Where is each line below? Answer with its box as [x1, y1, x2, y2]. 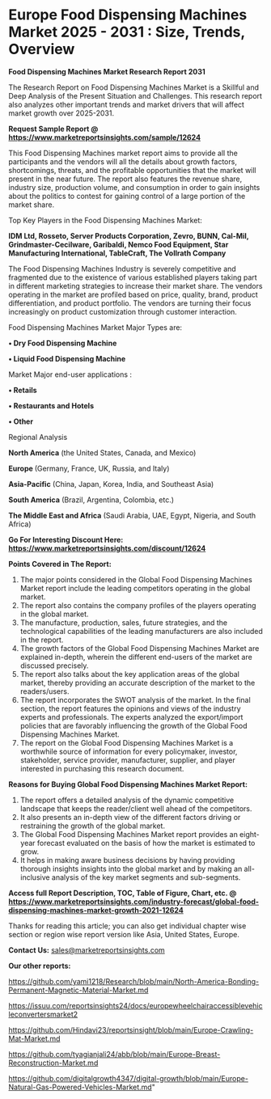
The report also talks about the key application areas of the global [19, 669, 240, 678]
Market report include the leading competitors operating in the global [19, 583, 251, 593]
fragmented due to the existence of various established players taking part [8, 273, 257, 282]
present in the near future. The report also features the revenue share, [8, 174, 243, 184]
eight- [239, 829, 260, 839]
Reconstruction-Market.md [8, 1058, 99, 1067]
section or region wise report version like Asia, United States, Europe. [8, 929, 240, 939]
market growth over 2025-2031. [8, 108, 115, 118]
